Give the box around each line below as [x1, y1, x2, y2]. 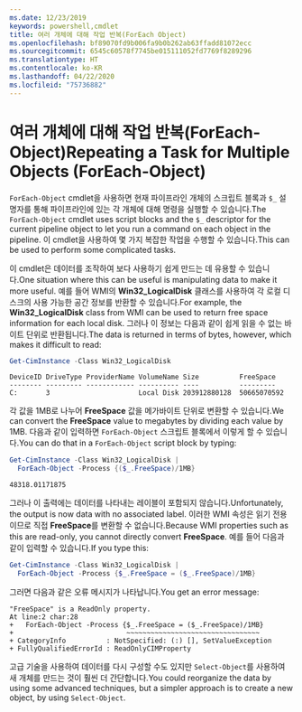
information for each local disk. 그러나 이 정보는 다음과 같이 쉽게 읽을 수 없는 [9, 317, 283, 328]
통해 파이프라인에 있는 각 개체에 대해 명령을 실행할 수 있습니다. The [32, 203, 267, 214]
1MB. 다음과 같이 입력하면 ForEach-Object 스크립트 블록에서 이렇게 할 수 [9, 426, 264, 437]
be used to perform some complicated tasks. [9, 244, 177, 255]
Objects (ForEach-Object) [9, 161, 206, 182]
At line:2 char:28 [9, 612, 78, 622]
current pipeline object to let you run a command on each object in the [9, 223, 271, 234]
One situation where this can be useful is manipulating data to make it [18, 274, 278, 285]
